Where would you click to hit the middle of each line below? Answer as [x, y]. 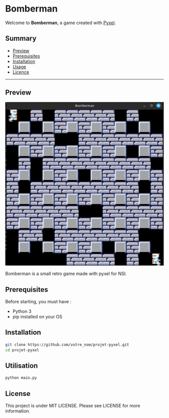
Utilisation [22, 366]
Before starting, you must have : [38, 302]
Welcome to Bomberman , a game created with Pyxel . [61, 23]
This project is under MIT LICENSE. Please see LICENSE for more [73, 406]
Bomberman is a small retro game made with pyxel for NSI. [66, 274]
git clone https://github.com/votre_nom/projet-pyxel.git [67, 345]
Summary [21, 38]
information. [18, 411]
